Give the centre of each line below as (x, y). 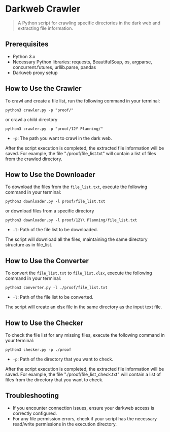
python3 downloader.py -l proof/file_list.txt (55, 202)
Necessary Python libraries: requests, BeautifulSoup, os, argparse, (82, 62)
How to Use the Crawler (43, 88)
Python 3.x (24, 56)
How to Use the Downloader (50, 175)
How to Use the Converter (47, 261)
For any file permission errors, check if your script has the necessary (85, 418)
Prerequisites (27, 44)
